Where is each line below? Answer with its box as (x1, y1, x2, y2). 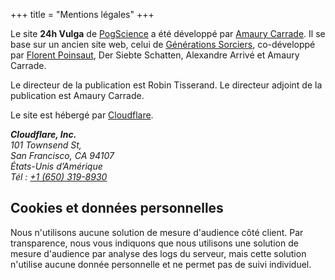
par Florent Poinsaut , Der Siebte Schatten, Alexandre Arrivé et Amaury (10, 49, 300, 61)
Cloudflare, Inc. (10, 129, 77, 140)
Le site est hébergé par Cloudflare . (10, 109, 154, 121)
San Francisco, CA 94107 (10, 150, 115, 161)
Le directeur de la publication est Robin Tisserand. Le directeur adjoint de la (10, 79, 323, 91)
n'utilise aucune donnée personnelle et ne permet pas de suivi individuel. (10, 258, 312, 270)
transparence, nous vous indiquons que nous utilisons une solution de (10, 237, 299, 249)
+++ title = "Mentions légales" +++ (10, 9, 155, 20)
